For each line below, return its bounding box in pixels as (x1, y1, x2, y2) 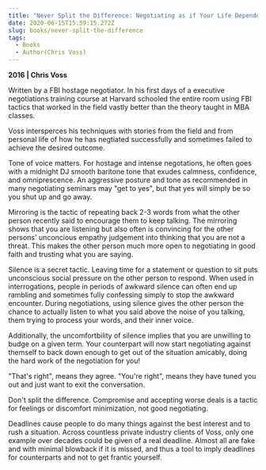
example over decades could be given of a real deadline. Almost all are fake (8, 436, 256, 445)
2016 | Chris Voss (8, 71, 67, 79)
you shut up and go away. (8, 192, 93, 201)
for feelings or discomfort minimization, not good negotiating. (8, 403, 208, 413)
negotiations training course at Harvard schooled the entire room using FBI (8, 94, 252, 103)
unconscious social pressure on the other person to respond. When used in (8, 273, 255, 282)
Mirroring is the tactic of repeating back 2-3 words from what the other (8, 208, 240, 216)
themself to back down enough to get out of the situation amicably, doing (8, 348, 248, 357)
